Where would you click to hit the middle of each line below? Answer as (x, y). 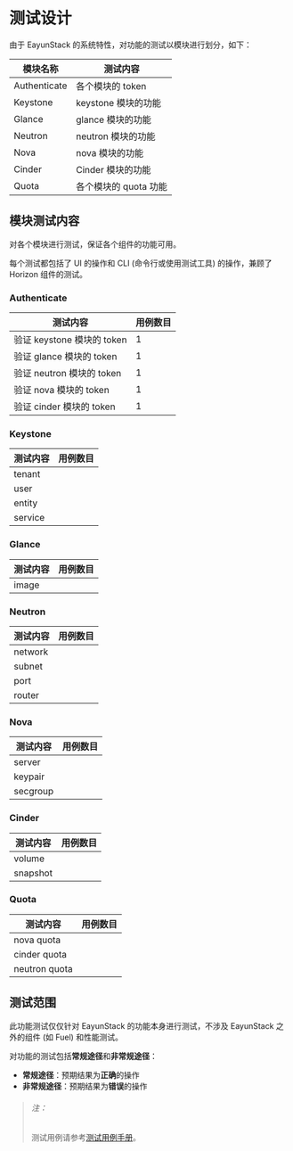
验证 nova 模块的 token (61, 391)
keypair (29, 777)
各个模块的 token (111, 86)
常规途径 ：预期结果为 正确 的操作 (81, 1074)
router (27, 695)
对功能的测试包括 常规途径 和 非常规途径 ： (83, 1056)
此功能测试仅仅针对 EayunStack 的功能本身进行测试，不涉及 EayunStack (142, 1025)
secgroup (34, 792)
